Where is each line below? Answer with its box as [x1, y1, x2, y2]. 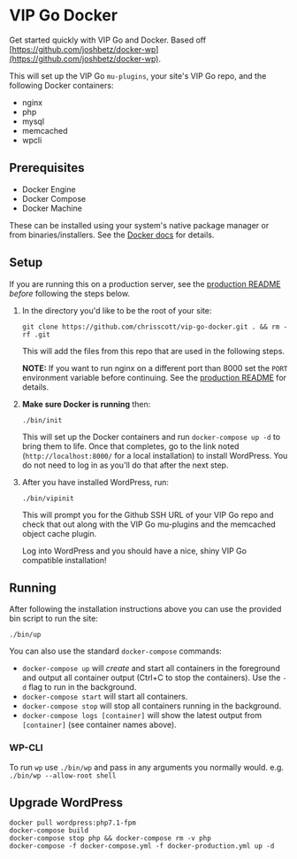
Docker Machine [21, 203, 82, 213]
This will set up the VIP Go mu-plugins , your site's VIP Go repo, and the [9, 70, 267, 81]
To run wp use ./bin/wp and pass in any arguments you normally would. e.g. [9, 762, 285, 772]
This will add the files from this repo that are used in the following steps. [21, 345, 286, 356]
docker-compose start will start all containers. [21, 692, 188, 702]
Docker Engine [21, 183, 77, 195]
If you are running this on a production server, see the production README [9, 278, 281, 289]
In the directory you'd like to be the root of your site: [21, 305, 212, 315]
